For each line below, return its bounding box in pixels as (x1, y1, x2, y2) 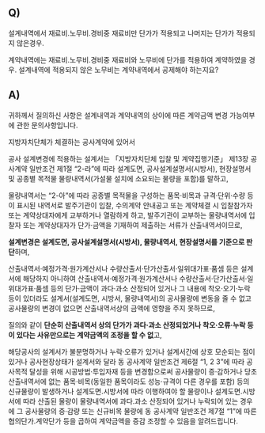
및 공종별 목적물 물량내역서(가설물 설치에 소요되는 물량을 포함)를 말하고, (8, 173, 229, 183)
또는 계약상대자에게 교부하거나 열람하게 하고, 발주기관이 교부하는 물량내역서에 (8, 210, 248, 220)
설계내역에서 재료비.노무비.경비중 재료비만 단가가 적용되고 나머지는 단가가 (8, 28, 235, 38)
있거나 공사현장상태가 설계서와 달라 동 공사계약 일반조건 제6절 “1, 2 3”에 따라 (8, 356, 245, 367)
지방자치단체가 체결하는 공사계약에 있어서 (8, 137, 136, 146)
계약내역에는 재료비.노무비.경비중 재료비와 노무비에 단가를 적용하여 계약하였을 (8, 55, 248, 64)
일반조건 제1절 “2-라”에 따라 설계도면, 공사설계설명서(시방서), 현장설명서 (28, 164, 252, 173)
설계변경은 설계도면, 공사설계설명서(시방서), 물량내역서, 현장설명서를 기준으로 (8, 237, 245, 246)
